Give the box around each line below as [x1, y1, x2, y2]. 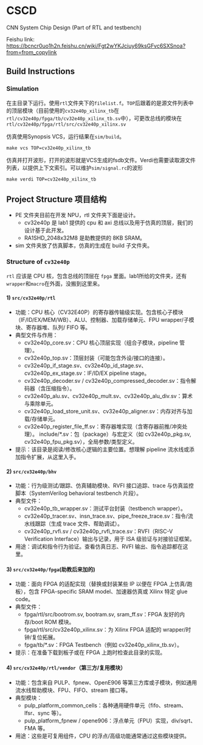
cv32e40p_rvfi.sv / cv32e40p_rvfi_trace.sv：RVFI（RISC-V [24, 528, 173, 535]
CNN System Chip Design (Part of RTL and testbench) [6, 24, 142, 31]
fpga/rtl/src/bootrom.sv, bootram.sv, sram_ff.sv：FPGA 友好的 [24, 611, 180, 618]
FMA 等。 [24, 724, 49, 732]
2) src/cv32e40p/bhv [6, 468, 57, 475]
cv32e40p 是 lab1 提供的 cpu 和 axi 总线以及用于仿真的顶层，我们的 [24, 219, 193, 226]
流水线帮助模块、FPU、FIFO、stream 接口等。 [15, 686, 131, 694]
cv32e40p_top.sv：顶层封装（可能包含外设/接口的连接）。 [24, 354, 169, 362]
